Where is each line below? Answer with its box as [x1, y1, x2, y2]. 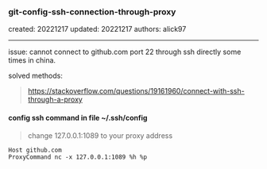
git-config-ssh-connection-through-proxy [8, 6, 176, 17]
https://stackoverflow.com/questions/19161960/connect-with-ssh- [27, 86, 245, 96]
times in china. [8, 56, 56, 65]
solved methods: [8, 71, 64, 81]
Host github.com [8, 146, 62, 154]
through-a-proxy [27, 94, 83, 105]
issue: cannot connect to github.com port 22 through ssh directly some [8, 47, 242, 57]
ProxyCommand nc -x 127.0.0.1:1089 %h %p [8, 153, 148, 161]
